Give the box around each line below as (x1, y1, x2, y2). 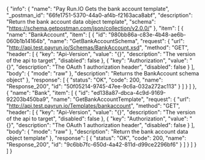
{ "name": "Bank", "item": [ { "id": (6, 89, 90, 96)
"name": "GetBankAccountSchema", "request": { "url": (47, 38, 185, 44)
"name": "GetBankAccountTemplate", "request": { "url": (51, 96, 191, 103)
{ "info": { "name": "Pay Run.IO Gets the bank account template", (6, 5, 170, 12)
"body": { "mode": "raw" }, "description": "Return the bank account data (6, 128, 188, 135)
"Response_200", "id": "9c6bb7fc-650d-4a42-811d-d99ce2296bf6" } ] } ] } (6, 141, 197, 148)
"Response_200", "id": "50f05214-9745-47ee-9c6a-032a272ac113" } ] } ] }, (6, 83, 197, 90)
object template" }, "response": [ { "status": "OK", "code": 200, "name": (6, 134, 187, 142)
